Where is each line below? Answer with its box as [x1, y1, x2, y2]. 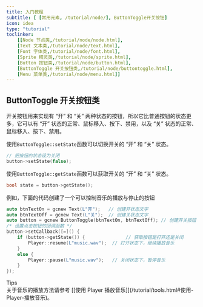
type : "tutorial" [6, 26, 50, 32]
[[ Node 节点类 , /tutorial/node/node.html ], [17, 37, 123, 43]
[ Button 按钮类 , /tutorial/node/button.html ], [17, 60, 131, 66]
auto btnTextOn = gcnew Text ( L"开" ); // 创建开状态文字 [6, 206, 148, 212]
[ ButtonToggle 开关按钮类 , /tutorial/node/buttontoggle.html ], [17, 65, 173, 72]
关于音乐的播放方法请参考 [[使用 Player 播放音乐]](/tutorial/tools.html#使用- [6, 286, 194, 294]
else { [17, 251, 34, 257]
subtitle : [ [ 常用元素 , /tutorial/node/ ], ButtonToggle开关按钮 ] [6, 15, 168, 21]
